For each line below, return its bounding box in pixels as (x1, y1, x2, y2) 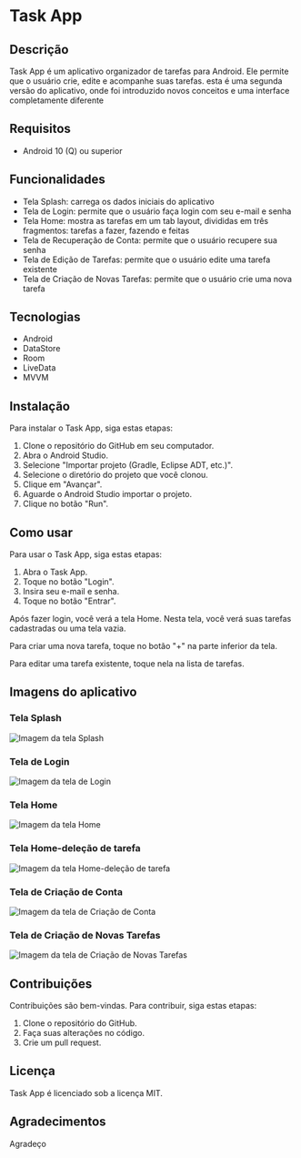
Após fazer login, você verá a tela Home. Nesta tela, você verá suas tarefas (9, 614, 292, 625)
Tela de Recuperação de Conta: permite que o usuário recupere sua (22, 234, 277, 246)
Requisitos (9, 121, 71, 137)
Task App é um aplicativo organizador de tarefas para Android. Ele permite (9, 66, 289, 76)
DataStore (22, 343, 61, 354)
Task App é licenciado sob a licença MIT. (9, 1087, 164, 1098)
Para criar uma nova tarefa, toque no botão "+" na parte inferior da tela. (9, 641, 277, 652)
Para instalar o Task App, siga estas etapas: (9, 422, 174, 433)
